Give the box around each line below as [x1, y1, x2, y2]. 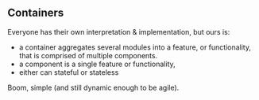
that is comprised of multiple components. [18, 50, 158, 60]
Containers [7, 6, 64, 20]
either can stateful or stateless [18, 67, 119, 77]
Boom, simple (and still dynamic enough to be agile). [7, 83, 180, 92]
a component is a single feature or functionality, [18, 59, 176, 69]
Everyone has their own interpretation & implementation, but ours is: [7, 27, 230, 36]
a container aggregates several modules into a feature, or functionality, [18, 43, 252, 52]
